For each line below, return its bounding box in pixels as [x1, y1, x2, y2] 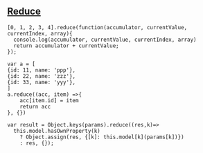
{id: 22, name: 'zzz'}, [7, 72, 76, 79]
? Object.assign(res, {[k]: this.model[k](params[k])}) [19, 134, 185, 140]
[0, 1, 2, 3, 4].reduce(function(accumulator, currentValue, [7, 24, 188, 31]
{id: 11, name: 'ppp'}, [7, 66, 76, 74]
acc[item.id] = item [19, 97, 79, 104]
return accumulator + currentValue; [13, 42, 119, 49]
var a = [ [7, 61, 36, 67]
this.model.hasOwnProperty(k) [13, 127, 100, 134]
